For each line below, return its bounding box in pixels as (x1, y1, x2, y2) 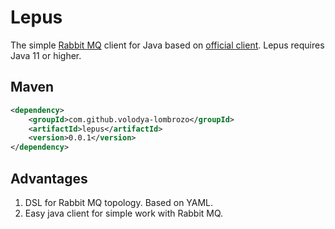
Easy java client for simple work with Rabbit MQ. (24, 207, 224, 219)
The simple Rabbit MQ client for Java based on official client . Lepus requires (10, 39, 325, 51)
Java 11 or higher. (10, 49, 82, 61)
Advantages (10, 170, 88, 187)
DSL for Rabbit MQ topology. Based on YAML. (24, 196, 214, 208)
